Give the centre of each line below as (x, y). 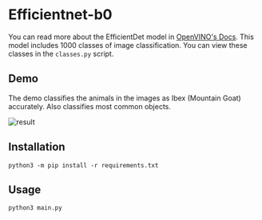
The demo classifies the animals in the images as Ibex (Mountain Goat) (125, 98)
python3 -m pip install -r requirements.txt (83, 165)
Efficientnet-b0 (60, 15)
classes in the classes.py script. (61, 53)
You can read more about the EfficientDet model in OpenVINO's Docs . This (131, 37)
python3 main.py (35, 208)
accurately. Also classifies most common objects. (90, 106)
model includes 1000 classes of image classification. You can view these (128, 45)
